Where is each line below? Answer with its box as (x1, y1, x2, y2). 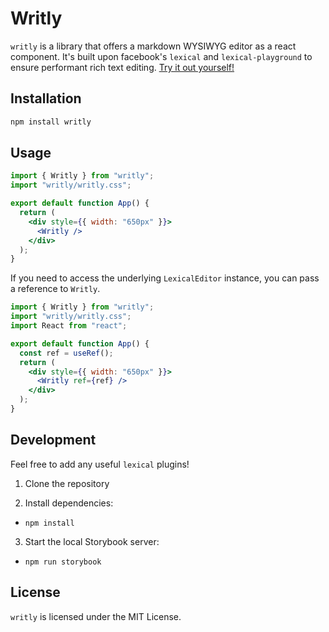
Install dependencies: (24, 497, 114, 509)
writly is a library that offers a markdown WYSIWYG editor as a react (10, 40, 297, 52)
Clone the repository (24, 477, 110, 489)
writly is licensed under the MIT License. (10, 610, 182, 622)
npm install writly (10, 117, 92, 127)
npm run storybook (24, 557, 102, 567)
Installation (10, 90, 82, 107)
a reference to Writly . (10, 283, 101, 295)
